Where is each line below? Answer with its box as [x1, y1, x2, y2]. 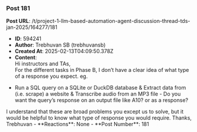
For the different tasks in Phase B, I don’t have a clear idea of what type [14, 67, 189, 74]
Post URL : [6, 18, 31, 25]
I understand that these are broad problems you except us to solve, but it [6, 108, 184, 115]
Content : [14, 54, 37, 61]
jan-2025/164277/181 [6, 24, 57, 31]
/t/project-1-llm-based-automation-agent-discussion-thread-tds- [31, 18, 190, 25]
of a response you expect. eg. [14, 72, 88, 80]
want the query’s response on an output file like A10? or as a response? [14, 97, 188, 104]
